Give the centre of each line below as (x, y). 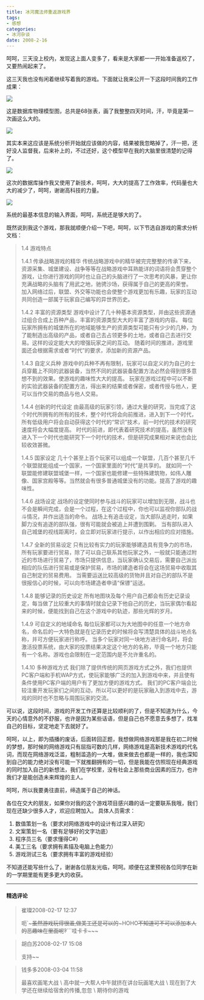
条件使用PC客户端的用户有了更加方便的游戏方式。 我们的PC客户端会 (107, 683)
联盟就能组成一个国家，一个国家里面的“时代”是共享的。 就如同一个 (110, 465)
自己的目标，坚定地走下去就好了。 (49, 726)
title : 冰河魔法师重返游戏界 (39, 12)
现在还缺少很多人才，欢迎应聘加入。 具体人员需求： (71, 811)
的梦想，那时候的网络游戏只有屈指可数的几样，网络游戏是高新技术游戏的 (97, 747)
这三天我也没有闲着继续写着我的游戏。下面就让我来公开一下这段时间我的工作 (102, 79)
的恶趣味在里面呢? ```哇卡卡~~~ (60, 931)
